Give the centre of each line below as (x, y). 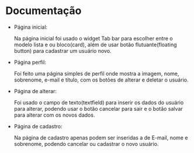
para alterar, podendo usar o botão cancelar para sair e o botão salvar (98, 108)
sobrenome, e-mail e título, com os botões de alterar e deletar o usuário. (101, 80)
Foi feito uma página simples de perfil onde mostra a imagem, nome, (96, 73)
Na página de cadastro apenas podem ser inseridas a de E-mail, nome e (101, 137)
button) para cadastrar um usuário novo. (63, 50)
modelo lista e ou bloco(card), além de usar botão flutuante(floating (95, 45)
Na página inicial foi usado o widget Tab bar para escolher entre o (93, 38)
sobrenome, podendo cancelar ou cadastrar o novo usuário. (86, 144)
